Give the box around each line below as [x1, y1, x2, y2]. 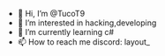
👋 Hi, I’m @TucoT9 [17, 9, 86, 18]
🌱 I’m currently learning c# [17, 27, 115, 37]
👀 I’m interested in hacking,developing [17, 17, 157, 28]
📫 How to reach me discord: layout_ [17, 37, 150, 47]
